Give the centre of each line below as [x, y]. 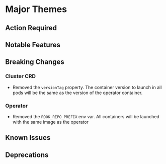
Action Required [31, 28]
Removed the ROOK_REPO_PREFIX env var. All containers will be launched [86, 116]
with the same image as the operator [51, 122]
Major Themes [36, 9]
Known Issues [28, 138]
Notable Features [33, 45]
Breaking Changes [35, 62]
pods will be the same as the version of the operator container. [77, 93]
